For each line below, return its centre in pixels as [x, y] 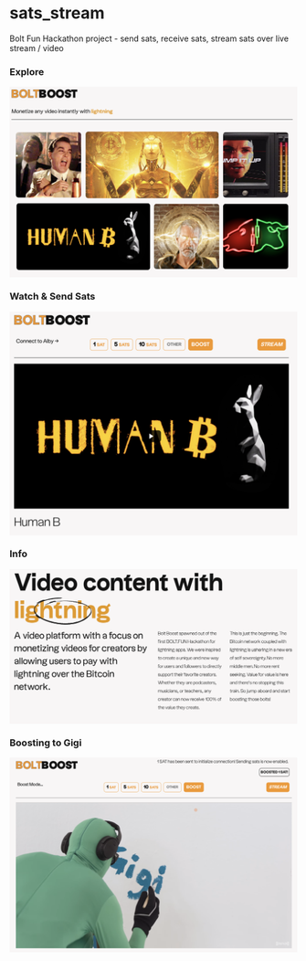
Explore [27, 71]
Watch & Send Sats [53, 297]
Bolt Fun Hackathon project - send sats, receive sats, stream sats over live [149, 38]
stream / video [37, 48]
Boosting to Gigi [46, 743]
